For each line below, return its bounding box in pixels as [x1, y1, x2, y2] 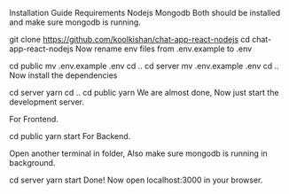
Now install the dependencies [9, 70, 118, 81]
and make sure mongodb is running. [9, 17, 142, 27]
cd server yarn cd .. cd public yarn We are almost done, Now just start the [9, 88, 279, 97]
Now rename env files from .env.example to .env [74, 43, 253, 54]
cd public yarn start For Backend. [9, 131, 131, 141]
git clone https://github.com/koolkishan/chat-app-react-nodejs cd [9, 35, 251, 44]
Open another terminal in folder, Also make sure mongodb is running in [9, 148, 268, 159]
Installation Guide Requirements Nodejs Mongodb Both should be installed [9, 8, 281, 18]
